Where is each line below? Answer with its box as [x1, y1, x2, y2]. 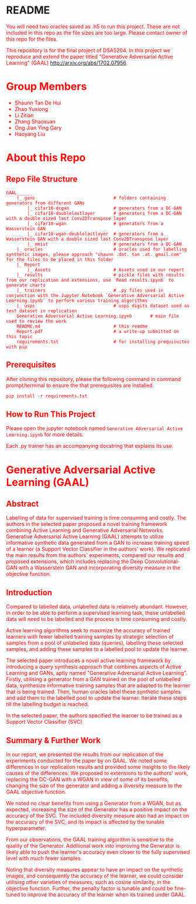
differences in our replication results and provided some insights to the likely [6, 764, 190, 770]
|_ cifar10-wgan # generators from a [27, 221, 164, 227]
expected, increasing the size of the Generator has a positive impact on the [6, 806, 187, 813]
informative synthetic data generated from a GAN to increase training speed [6, 539, 189, 547]
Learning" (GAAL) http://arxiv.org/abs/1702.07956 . [6, 59, 128, 66]
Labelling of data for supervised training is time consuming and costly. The [6, 514, 187, 521]
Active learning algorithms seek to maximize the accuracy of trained [6, 627, 171, 634]
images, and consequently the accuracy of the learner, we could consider [6, 872, 184, 879]
